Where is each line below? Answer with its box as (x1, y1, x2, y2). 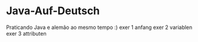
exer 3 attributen (6, 30, 47, 37)
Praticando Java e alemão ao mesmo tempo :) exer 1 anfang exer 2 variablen (6, 24, 193, 31)
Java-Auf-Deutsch (6, 4, 100, 18)
